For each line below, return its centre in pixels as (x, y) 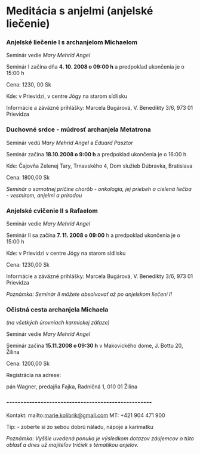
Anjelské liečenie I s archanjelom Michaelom (72, 42)
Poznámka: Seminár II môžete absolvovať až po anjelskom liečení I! (89, 294)
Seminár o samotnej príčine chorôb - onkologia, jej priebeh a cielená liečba (99, 189)
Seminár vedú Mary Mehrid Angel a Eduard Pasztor (70, 143)
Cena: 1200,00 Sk (28, 364)
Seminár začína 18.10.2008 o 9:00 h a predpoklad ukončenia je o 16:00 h (96, 154)
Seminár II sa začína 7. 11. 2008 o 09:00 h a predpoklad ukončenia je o (93, 235)
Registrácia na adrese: (34, 375)
